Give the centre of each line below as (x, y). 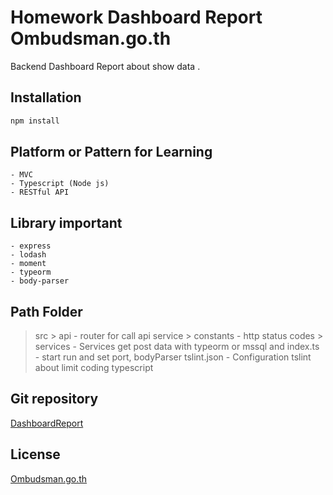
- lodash (28, 255)
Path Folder (46, 311)
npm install (35, 121)
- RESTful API (40, 192)
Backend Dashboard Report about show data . (105, 66)
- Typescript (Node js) (60, 184)
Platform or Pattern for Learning (111, 152)
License (35, 454)
